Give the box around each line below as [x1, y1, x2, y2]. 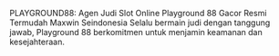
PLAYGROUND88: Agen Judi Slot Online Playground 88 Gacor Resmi [9, 8, 267, 18]
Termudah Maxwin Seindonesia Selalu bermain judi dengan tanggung [9, 17, 271, 28]
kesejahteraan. [9, 36, 66, 47]
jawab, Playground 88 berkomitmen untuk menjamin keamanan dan [9, 27, 263, 37]
